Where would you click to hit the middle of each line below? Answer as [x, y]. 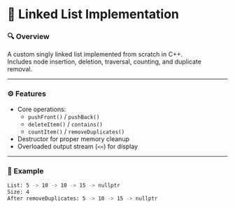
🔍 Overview [29, 36]
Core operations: [42, 109]
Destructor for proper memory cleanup [73, 138]
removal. [20, 69]
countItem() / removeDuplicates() [76, 131]
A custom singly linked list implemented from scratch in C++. [95, 55]
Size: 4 [19, 192]
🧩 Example [26, 171]
